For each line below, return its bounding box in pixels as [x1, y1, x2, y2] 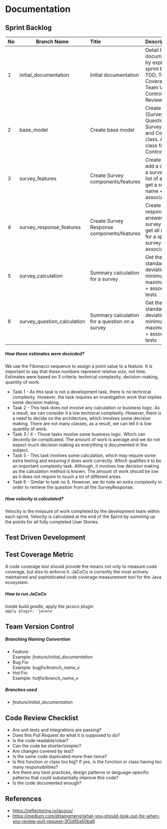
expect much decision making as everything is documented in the [12, 442, 148, 448]
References [5, 795, 42, 803]
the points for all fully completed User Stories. [5, 519, 99, 525]
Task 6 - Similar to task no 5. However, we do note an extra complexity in [12, 479, 162, 485]
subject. [12, 447, 29, 453]
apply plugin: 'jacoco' [5, 609, 55, 614]
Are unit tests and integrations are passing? [12, 727, 102, 733]
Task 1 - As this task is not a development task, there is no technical [12, 388, 152, 395]
